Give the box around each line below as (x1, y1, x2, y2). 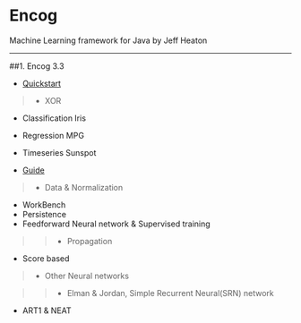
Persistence (21, 208, 67, 219)
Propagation (66, 235, 113, 246)
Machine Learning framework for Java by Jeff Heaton (9, 35, 208, 46)
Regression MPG (21, 130, 85, 140)
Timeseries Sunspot (21, 147, 97, 157)
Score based (21, 252, 70, 264)
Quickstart (21, 78, 61, 89)
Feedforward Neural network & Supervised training (21, 218, 211, 229)
